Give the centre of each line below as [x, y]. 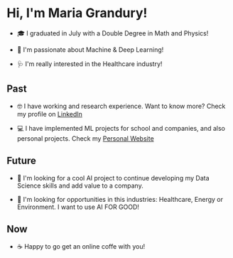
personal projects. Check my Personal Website [85, 138]
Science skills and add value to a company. [80, 186]
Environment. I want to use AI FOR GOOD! [78, 207]
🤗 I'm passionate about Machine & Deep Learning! [90, 49]
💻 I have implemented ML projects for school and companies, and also [121, 128]
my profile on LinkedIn [50, 114]
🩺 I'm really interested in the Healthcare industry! [90, 64]
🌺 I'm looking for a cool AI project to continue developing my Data [113, 178]
